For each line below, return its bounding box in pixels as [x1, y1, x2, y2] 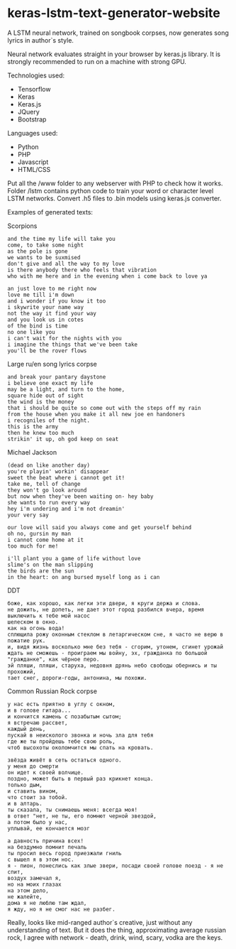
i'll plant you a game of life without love [7, 555, 141, 562]
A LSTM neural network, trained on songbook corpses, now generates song [7, 28, 229, 37]
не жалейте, [7, 893, 43, 900]
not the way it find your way [7, 310, 97, 317]
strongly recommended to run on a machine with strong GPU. [7, 57, 186, 65]
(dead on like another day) [7, 462, 91, 469]
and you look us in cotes [7, 316, 84, 323]
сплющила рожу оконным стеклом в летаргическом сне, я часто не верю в [7, 631, 223, 638]
